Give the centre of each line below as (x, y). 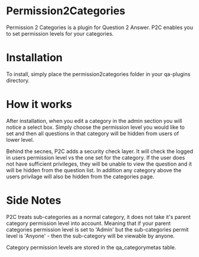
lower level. (20, 139)
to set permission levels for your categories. (60, 33)
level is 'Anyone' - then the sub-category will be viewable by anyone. (91, 236)
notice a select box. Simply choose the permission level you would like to (96, 127)
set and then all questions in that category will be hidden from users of (93, 133)
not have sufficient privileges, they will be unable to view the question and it (99, 164)
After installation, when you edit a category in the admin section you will (94, 120)
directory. (18, 80)
